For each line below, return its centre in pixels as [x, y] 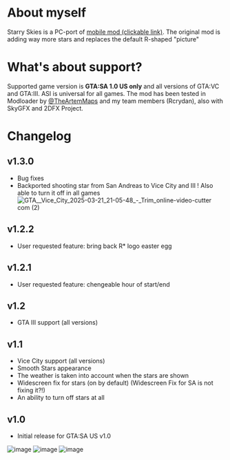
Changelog [39, 136]
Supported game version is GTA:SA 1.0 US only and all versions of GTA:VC [113, 86]
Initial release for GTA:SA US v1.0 [64, 436]
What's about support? [75, 67]
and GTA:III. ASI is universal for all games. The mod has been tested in [107, 93]
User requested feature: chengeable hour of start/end [93, 284]
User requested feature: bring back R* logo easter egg [94, 246]
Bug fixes [31, 178]
